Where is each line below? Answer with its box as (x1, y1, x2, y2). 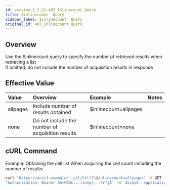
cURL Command (5, 147, 57, 156)
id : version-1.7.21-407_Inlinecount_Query (5, 7, 96, 13)
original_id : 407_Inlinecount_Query (5, 21, 82, 27)
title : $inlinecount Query (5, 12, 65, 17)
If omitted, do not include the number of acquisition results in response (5, 64, 153, 71)
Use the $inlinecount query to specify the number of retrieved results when (5, 54, 163, 60)
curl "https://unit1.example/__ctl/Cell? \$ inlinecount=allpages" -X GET (5, 175, 162, 180)
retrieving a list (5, 59, 36, 65)
